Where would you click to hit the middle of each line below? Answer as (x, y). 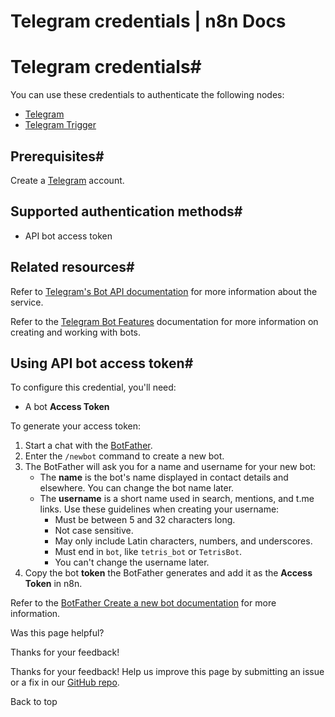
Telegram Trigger (60, 125)
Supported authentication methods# (126, 211)
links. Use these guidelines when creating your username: (159, 509)
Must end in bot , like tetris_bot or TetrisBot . (148, 552)
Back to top (34, 702)
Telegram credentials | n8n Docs (148, 21)
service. (27, 302)
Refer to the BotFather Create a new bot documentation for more (143, 603)
